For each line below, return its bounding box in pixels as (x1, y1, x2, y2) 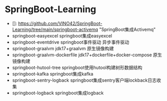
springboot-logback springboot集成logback (12, 90, 104, 96)
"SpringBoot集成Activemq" (99, 26, 156, 32)
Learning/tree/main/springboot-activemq (12, 26, 98, 32)
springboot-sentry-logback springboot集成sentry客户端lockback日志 (12, 77, 157, 83)
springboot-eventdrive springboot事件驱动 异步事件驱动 (12, 39, 129, 45)
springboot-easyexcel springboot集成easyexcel (12, 32, 113, 39)
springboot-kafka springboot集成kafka (12, 71, 94, 77)
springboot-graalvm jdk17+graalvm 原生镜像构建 (12, 45, 114, 51)
